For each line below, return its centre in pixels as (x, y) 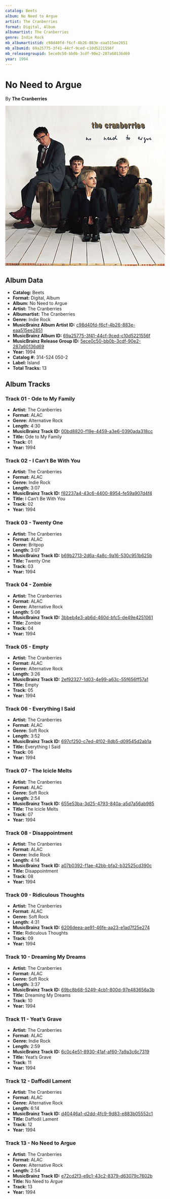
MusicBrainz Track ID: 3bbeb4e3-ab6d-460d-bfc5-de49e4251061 (83, 617)
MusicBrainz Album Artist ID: (44, 325)
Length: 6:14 (26, 1109)
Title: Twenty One (31, 561)
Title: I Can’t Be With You (39, 499)
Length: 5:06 (26, 612)
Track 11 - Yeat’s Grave (34, 1019)
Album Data (24, 280)
